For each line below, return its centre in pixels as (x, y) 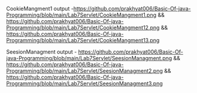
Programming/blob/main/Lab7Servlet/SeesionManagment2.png (84, 71)
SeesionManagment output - (42, 52)
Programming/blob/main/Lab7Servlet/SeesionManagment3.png (84, 83)
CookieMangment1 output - (40, 9)
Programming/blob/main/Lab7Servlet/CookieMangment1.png (81, 15)
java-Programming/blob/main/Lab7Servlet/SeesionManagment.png (89, 58)
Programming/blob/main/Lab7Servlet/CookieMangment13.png (83, 40)
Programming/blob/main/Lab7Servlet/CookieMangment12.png (83, 27)
